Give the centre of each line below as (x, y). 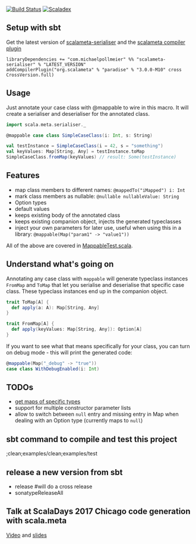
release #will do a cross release (53, 486)
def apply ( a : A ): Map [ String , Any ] (56, 308)
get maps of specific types (48, 401)
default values (32, 208)
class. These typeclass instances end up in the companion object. (87, 291)
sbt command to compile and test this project (92, 439)
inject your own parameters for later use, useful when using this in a (98, 227)
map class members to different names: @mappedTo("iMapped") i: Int (100, 189)
